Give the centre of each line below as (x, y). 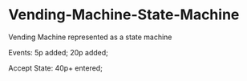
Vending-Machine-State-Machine (124, 15)
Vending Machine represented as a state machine (90, 37)
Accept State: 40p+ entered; (55, 68)
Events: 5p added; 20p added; (58, 52)
